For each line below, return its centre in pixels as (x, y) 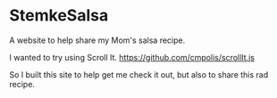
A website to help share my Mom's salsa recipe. (97, 40)
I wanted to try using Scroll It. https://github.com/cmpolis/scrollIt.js (132, 57)
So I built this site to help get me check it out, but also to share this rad (139, 74)
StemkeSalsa (59, 16)
